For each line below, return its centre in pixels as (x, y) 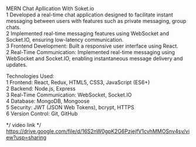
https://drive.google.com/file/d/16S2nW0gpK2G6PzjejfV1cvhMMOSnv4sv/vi (98, 131)
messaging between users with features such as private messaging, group (96, 21)
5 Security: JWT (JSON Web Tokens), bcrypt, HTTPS (70, 107)
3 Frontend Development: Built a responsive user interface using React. (92, 46)
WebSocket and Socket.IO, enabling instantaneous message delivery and (94, 59)
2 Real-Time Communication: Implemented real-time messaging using (90, 52)
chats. (14, 27)
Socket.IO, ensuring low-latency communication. (65, 40)
